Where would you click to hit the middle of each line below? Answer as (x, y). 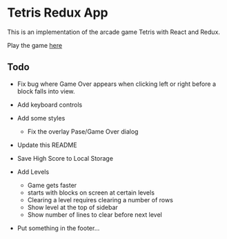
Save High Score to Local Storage (65, 158)
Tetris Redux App (58, 13)
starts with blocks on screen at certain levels (91, 193)
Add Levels (33, 172)
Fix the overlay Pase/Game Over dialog (83, 131)
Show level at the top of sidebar (73, 207)
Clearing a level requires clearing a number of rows (100, 200)
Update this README (47, 145)
